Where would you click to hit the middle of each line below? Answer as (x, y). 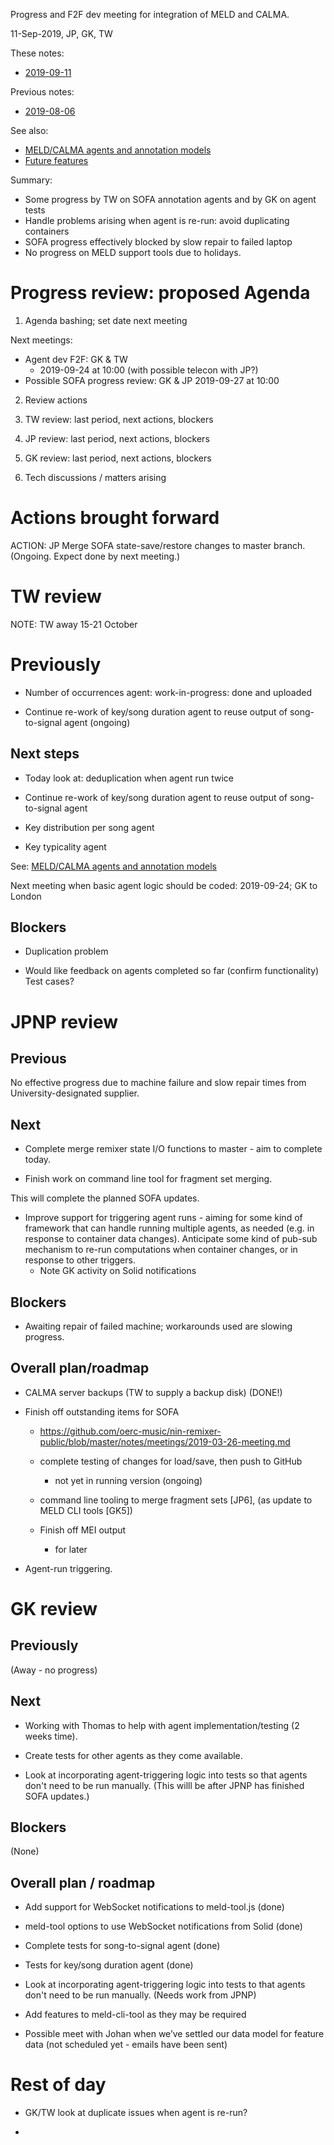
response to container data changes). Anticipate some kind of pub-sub (171, 1239)
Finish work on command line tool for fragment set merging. (148, 1179)
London (26, 896)
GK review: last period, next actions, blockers (118, 458)
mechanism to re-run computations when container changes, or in (161, 1250)
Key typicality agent (65, 846)
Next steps (45, 754)
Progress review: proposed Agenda (160, 293)
